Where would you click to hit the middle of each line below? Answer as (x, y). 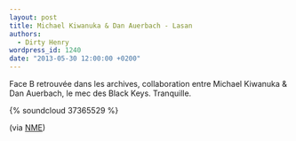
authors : (25, 34)
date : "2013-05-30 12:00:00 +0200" (75, 59)
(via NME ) (28, 128)
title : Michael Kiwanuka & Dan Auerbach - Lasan (101, 26)
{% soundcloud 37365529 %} (64, 110)
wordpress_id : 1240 (45, 51)
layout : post (33, 17)
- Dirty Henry (43, 42)
